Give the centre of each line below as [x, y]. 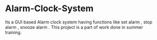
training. [13, 32]
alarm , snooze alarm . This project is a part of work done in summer [74, 27]
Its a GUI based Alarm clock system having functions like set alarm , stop [79, 22]
